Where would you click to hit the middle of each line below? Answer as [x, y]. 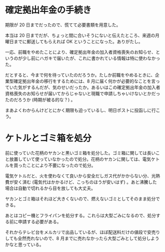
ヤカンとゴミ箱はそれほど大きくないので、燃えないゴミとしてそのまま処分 [81, 199]
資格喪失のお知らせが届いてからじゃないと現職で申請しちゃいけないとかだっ [83, 93]
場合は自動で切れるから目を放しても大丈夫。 [50, 188]
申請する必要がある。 [40, 221]
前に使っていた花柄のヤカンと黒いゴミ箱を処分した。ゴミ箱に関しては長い [81, 153]
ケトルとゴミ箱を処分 [49, 138]
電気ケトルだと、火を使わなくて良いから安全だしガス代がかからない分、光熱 [83, 176]
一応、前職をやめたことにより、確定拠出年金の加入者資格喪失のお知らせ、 [81, 52]
